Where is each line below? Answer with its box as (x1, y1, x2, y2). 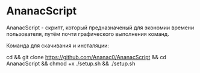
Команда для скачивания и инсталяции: (6, 42, 110, 49)
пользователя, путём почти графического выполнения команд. (6, 30, 170, 37)
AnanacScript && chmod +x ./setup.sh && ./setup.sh (6, 60, 136, 67)
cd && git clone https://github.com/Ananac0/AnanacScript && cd (6, 53, 167, 60)
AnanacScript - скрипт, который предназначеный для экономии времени (6, 24, 195, 31)
